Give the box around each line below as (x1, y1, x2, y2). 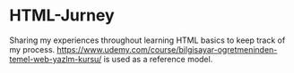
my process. (9, 44, 56, 54)
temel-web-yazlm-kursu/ (9, 53, 102, 64)
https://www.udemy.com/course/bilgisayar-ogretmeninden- (56, 44, 278, 54)
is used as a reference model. (103, 53, 213, 64)
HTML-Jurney (9, 5, 115, 26)
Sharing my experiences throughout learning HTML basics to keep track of (9, 35, 286, 45)
